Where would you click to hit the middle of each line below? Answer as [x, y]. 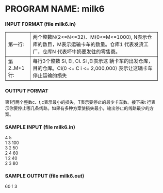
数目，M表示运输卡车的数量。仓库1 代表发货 [93, 45]
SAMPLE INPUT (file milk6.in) [40, 127]
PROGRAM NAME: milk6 [55, 9]
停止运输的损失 [50, 76]
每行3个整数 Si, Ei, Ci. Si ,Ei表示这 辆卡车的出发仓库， [93, 61]
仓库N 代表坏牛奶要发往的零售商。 [81, 52]
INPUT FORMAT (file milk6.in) [41, 24]
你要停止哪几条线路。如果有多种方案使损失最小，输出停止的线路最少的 [79, 108]
